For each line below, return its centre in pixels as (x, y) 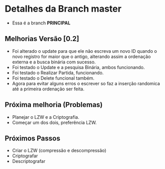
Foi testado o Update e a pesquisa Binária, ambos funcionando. (78, 67)
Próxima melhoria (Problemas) (54, 105)
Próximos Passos (32, 138)
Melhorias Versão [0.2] (42, 39)
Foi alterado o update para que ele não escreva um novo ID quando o (85, 51)
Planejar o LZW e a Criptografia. (46, 117)
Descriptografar (29, 161)
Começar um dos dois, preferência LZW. (54, 122)
